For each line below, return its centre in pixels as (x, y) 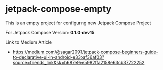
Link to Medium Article (29, 42)
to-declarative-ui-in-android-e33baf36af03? (59, 57)
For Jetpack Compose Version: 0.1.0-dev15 (50, 32)
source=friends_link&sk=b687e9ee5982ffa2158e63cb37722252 (79, 62)
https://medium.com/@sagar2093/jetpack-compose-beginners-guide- (85, 52)
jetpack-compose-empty (58, 9)
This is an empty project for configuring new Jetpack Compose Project (78, 23)
